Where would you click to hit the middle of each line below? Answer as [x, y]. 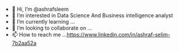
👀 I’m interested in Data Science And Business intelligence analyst [92, 15]
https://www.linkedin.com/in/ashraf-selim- [119, 35]
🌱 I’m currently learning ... [43, 22]
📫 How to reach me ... [39, 35]
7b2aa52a [24, 43]
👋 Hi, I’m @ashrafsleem [40, 9]
